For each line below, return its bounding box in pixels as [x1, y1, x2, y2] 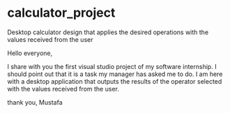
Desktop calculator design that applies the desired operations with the [7, 28, 209, 36]
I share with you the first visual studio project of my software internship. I [7, 62, 217, 70]
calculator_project [7, 5, 116, 21]
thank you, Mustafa [7, 98, 63, 106]
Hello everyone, [7, 49, 53, 57]
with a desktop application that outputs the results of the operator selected [7, 77, 222, 85]
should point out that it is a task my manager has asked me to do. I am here [7, 70, 223, 78]
